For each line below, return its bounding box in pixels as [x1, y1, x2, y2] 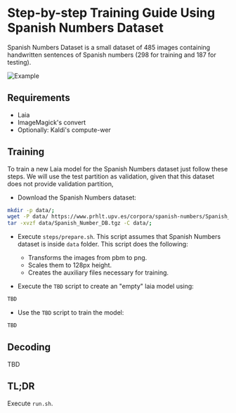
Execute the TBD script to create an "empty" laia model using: [17, 282, 195, 291]
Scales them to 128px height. [27, 261, 112, 270]
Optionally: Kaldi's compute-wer [17, 125, 111, 134]
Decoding [7, 341, 51, 353]
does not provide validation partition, [7, 179, 114, 188]
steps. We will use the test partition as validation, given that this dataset [7, 172, 215, 181]
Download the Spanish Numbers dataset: [17, 193, 137, 202]
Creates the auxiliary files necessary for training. [27, 268, 169, 277]
